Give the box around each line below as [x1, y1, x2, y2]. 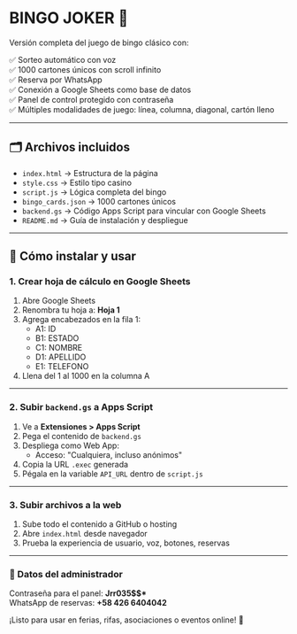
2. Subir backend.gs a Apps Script [9, 401, 153, 414]
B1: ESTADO [34, 333, 80, 344]
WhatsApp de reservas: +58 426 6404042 [9, 598, 167, 608]
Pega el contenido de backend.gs [21, 430, 141, 441]
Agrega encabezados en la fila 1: [21, 314, 141, 325]
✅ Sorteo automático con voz [9, 54, 117, 65]
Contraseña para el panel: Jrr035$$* [9, 588, 148, 599]
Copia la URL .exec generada [21, 459, 129, 469]
